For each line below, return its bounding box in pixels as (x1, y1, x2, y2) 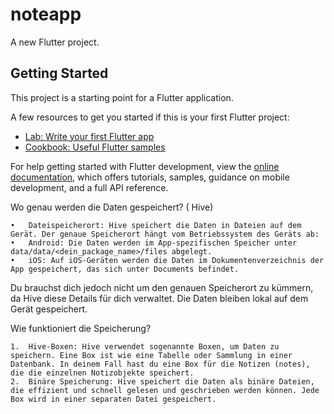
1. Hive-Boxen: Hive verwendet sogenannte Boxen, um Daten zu (10, 341, 280, 352)
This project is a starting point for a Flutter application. (10, 91, 234, 103)
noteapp (10, 3, 82, 26)
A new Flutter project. (10, 36, 100, 48)
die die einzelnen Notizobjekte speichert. (10, 368, 195, 378)
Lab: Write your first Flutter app (24, 130, 155, 142)
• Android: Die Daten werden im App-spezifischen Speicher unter (10, 238, 298, 248)
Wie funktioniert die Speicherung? (10, 322, 152, 334)
